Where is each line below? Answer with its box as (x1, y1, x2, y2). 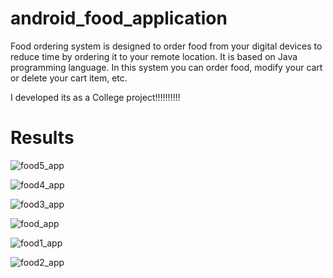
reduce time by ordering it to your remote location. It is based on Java (10, 50, 298, 62)
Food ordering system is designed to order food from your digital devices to (10, 40, 323, 52)
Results (10, 127, 75, 149)
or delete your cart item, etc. (10, 72, 128, 84)
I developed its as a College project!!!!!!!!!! (10, 91, 181, 103)
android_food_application (10, 7, 228, 30)
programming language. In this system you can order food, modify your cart (10, 61, 323, 73)
